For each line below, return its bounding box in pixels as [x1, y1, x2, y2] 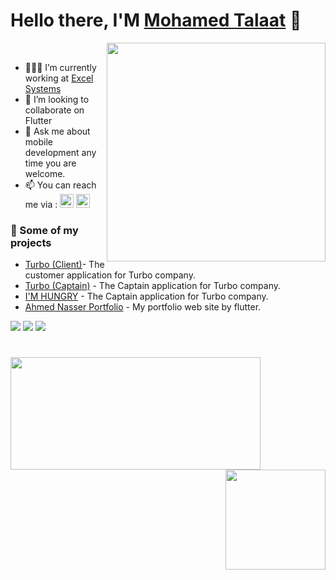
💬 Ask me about [24, 125, 91, 137]
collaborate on [24, 104, 85, 116]
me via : [24, 198, 58, 210]
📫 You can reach [24, 179, 97, 191]
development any [24, 146, 97, 158]
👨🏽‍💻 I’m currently [24, 61, 97, 73]
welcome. [24, 167, 66, 179]
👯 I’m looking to [24, 93, 90, 105]
